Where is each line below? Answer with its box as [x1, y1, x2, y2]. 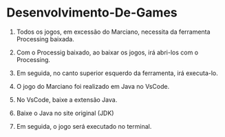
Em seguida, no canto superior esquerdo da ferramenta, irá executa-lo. [16, 69, 218, 77]
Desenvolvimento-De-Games [6, 5, 178, 21]
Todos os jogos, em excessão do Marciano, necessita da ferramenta [16, 28, 211, 36]
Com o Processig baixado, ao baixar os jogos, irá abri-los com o [16, 48, 199, 56]
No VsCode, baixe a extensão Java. [16, 95, 118, 104]
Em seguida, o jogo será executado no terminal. [16, 122, 152, 130]
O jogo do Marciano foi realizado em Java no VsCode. [16, 82, 170, 90]
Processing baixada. [16, 34, 75, 43]
